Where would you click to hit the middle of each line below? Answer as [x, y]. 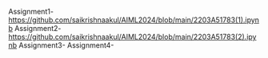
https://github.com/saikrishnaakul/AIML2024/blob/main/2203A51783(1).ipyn [134, 20]
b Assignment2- [35, 28]
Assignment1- [31, 12]
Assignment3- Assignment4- [66, 45]
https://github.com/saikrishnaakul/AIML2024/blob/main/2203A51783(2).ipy [132, 37]
